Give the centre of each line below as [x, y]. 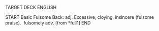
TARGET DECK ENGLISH [31, 7]
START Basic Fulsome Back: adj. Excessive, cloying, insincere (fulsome [80, 17]
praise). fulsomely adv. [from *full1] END [48, 23]
